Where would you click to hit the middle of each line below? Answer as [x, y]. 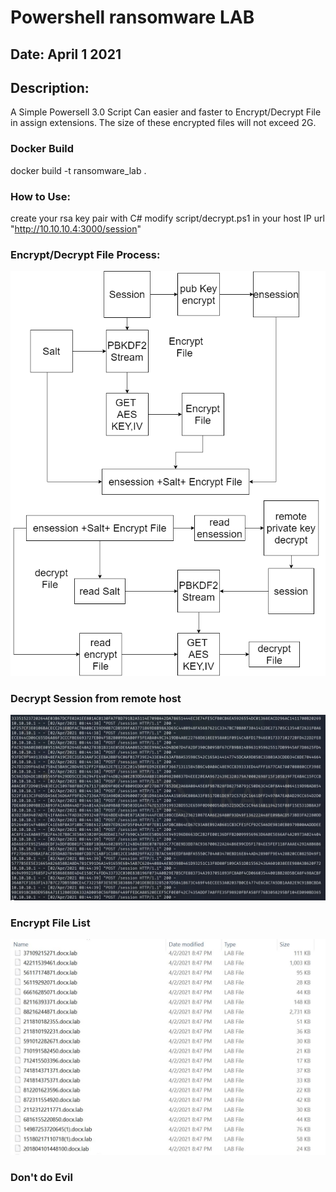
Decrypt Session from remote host [96, 698]
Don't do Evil [41, 1177]
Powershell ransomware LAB [132, 17]
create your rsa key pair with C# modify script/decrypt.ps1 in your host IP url [167, 218]
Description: [50, 87]
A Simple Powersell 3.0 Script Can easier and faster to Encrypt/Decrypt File [166, 112]
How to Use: [40, 196]
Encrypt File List [50, 923]
